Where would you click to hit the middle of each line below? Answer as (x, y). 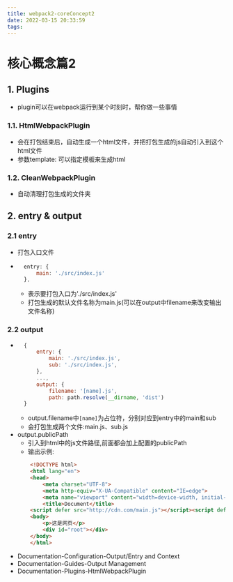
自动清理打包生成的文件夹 (54, 193)
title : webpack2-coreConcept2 (51, 14)
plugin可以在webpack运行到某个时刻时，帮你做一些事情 (97, 107)
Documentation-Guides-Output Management (82, 563)
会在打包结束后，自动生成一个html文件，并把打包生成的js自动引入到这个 (120, 142)
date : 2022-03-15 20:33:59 (46, 20)
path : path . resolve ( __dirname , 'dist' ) (106, 397)
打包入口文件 (35, 252)
